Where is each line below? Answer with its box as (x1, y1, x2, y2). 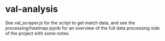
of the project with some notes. (5, 30, 70, 36)
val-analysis (5, 3, 58, 15)
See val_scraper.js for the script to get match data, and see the (5, 20, 135, 26)
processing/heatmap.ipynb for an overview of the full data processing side (5, 25, 160, 31)
